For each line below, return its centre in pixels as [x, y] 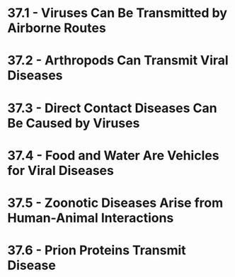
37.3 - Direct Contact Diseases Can [112, 108]
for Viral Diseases [61, 170]
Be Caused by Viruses [74, 123]
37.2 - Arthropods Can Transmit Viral [118, 61]
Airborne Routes [57, 28]
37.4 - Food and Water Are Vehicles [113, 156]
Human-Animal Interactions [91, 218]
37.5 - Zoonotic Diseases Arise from [115, 203]
